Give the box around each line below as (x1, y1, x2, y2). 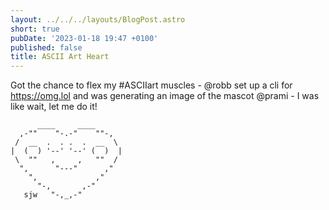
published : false (10, 42, 83, 53)
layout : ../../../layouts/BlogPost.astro (10, 14, 186, 25)
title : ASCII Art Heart (10, 52, 110, 62)
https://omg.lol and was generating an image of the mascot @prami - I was (10, 90, 320, 102)
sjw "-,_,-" (23, 190, 83, 200)
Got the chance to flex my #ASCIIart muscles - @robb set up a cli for (10, 79, 293, 91)
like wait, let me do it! (10, 101, 98, 113)
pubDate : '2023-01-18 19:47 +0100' (10, 33, 159, 43)
